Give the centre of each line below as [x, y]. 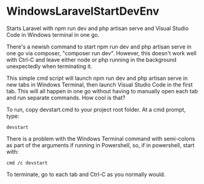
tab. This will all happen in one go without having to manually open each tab [102, 91]
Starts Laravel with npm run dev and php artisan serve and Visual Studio [97, 28]
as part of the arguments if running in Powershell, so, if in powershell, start [100, 145]
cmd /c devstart [27, 163]
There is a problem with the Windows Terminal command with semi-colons [101, 139]
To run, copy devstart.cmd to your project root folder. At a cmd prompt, [96, 109]
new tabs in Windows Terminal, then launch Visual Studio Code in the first [100, 85]
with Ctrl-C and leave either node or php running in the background [91, 59]
